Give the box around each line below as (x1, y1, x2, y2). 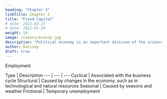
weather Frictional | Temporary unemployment (5, 88, 100, 94)
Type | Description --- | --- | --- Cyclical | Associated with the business (5, 72, 152, 78)
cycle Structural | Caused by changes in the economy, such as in (5, 78, 138, 84)
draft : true (5, 49, 30, 54)
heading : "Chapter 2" (5, 7, 50, 12)
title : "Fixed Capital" (5, 16, 55, 21)
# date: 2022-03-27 (5, 21, 46, 26)
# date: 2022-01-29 (5, 26, 46, 31)
